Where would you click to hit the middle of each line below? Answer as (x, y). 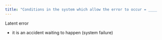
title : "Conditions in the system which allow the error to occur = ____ (81, 9)
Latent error (17, 23)
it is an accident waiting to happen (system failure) (62, 32)
